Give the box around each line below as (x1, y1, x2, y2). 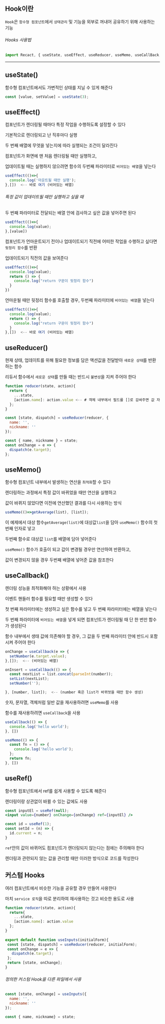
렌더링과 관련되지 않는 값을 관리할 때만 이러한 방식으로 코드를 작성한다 (5, 855, 139, 861)
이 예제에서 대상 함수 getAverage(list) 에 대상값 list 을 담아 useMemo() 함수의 (5, 519, 153, 525)
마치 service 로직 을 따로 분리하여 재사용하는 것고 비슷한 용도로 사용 (5, 896, 134, 901)
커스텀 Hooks (5, 871, 45, 880)
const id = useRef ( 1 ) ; (5, 822, 52, 827)
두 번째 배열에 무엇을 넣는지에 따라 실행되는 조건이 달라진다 (5, 142, 118, 149)
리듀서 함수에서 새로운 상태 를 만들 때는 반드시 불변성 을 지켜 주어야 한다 (5, 374, 137, 380)
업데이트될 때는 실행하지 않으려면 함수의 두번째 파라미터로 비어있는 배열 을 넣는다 (5, 163, 156, 169)
